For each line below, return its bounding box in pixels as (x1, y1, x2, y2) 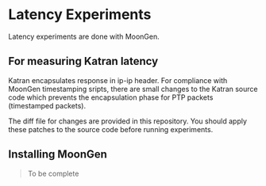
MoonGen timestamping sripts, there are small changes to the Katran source (8, 84, 258, 93)
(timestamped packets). (8, 101, 86, 110)
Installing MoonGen (8, 148, 107, 161)
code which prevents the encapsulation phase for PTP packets (8, 93, 214, 102)
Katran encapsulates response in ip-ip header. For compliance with (8, 75, 228, 85)
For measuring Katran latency (8, 55, 159, 68)
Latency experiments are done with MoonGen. (8, 32, 160, 41)
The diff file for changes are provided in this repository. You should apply (8, 116, 248, 126)
